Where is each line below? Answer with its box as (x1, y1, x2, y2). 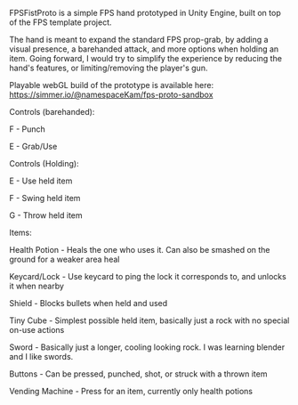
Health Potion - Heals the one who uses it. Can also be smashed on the (9, 245, 270, 255)
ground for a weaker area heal (9, 254, 120, 264)
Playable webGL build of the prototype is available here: (9, 80, 214, 90)
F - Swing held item (9, 193, 81, 203)
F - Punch (9, 124, 46, 134)
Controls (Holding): (9, 158, 79, 168)
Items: (9, 227, 33, 238)
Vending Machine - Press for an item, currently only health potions (9, 386, 254, 396)
